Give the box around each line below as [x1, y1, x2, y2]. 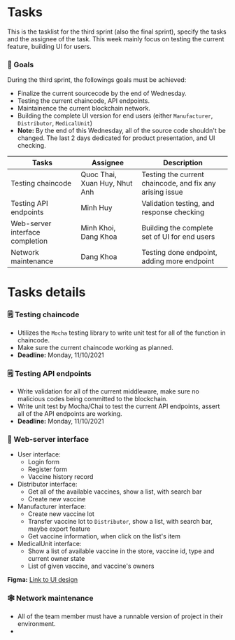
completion [10, 236, 48, 246]
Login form [27, 458, 60, 466]
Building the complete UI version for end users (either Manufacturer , [17, 111, 213, 120]
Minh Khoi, [80, 223, 116, 233]
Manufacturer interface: [17, 502, 86, 511]
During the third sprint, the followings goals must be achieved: [7, 76, 187, 84]
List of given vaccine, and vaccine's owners [27, 562, 155, 571]
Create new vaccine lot [27, 510, 94, 518]
